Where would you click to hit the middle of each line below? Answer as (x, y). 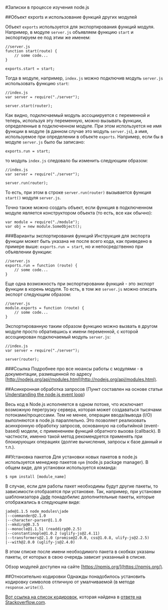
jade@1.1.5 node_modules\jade (37, 511)
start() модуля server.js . (33, 198)
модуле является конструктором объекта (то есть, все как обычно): (79, 213)
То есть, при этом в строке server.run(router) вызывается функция (78, 192)
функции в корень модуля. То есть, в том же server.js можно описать (81, 289)
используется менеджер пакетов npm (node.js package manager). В (77, 462)
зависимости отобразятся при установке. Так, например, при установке (83, 491)
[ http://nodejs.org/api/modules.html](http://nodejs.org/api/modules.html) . (81, 379)
